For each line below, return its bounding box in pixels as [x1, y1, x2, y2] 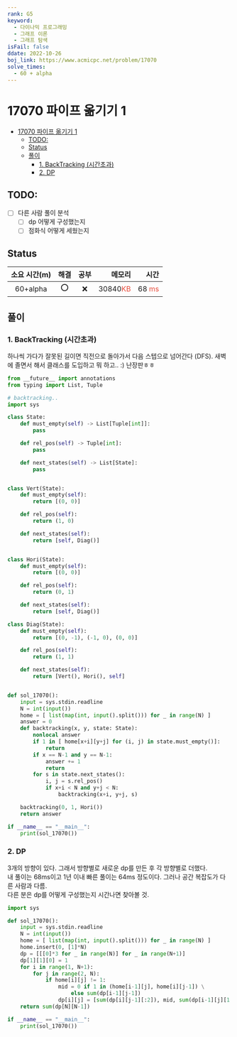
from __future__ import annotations [7, 374, 116, 382]
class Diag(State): [7, 621, 65, 628]
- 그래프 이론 [13, 30, 48, 38]
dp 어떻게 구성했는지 [28, 217, 86, 226]
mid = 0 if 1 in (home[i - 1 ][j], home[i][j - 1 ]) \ [57, 983, 205, 991]
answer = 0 [20, 718, 53, 725]
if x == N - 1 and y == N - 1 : [33, 751, 113, 759]
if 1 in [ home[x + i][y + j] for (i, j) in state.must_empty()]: [33, 738, 221, 746]
